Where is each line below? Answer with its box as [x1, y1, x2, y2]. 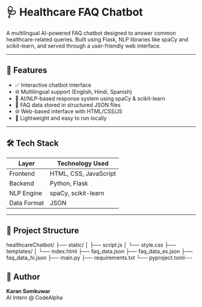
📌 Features [6, 65, 47, 76]
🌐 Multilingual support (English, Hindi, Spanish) [14, 88, 132, 95]
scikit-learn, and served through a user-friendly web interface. [6, 42, 161, 49]
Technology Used [57, 159, 109, 167]
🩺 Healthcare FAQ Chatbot [6, 5, 143, 19]
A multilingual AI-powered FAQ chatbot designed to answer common [6, 29, 176, 37]
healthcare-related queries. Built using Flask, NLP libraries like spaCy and [6, 36, 188, 43]
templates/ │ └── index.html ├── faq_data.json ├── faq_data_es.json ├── [6, 248, 193, 255]
